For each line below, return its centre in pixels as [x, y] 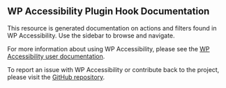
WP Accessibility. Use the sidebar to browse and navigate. [91, 35]
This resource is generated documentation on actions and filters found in [112, 28]
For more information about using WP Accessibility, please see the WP [109, 49]
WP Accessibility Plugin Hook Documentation [108, 11]
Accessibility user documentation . [56, 56]
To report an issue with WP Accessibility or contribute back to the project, [113, 69]
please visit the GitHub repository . [56, 77]
